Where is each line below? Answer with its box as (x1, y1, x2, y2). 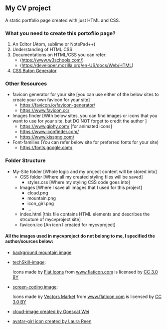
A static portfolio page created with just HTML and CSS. (5, 17, 120, 23)
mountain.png (27, 195, 56, 201)
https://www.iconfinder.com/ (19, 128, 79, 134)
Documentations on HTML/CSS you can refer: (12, 52, 107, 58)
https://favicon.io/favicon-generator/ (19, 102, 96, 108)
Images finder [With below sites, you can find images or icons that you (12, 112, 158, 119)
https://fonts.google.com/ (19, 144, 73, 150)
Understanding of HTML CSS (12, 46, 73, 52)
